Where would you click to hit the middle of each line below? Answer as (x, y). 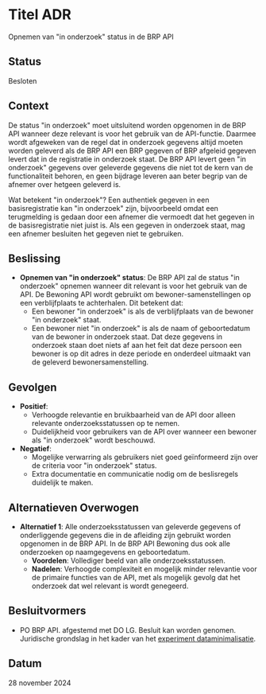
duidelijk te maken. (62, 482)
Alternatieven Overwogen (73, 507)
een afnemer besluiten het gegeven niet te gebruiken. (96, 233)
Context (29, 106)
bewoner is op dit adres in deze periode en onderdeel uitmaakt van (141, 354)
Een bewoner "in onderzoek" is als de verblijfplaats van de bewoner (143, 311)
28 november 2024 (40, 683)
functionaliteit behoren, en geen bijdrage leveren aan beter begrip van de (128, 176)
